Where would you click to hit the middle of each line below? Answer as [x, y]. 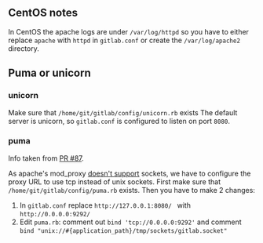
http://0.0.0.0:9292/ [55, 214]
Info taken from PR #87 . [46, 158]
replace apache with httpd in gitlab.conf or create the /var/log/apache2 [124, 40]
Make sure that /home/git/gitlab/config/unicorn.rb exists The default [123, 112]
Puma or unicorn [50, 73]
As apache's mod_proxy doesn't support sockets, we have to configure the [130, 173]
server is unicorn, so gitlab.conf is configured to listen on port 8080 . [119, 121]
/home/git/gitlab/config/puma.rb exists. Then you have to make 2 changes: [131, 190]
